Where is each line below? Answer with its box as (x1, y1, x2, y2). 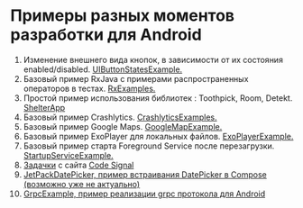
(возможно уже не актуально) (23, 178, 141, 189)
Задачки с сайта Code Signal (23, 159, 134, 170)
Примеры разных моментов (10, 5, 235, 26)
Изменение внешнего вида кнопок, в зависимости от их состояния (23, 54, 283, 65)
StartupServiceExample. (23, 149, 114, 160)
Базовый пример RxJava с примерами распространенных (23, 73, 249, 84)
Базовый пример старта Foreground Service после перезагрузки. (23, 140, 275, 151)
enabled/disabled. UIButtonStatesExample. (23, 64, 183, 75)
